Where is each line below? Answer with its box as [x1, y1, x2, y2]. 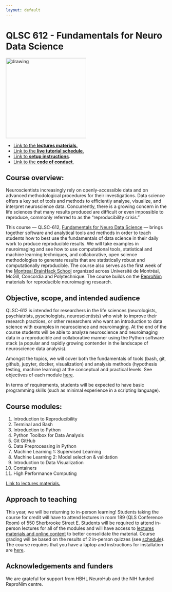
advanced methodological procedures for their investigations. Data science [6, 193, 165, 199]
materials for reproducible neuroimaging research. [6, 279, 112, 285]
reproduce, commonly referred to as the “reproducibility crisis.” [6, 214, 140, 221]
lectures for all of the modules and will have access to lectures [22, 525, 155, 531]
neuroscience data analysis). [6, 346, 67, 352]
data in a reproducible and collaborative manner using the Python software [6, 335, 164, 341]
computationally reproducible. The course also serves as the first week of [6, 262, 162, 269]
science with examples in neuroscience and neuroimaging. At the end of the [6, 324, 167, 330]
